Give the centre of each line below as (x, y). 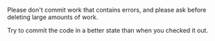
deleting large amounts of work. (53, 17)
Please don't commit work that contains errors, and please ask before (107, 10)
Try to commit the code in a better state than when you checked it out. (108, 30)
